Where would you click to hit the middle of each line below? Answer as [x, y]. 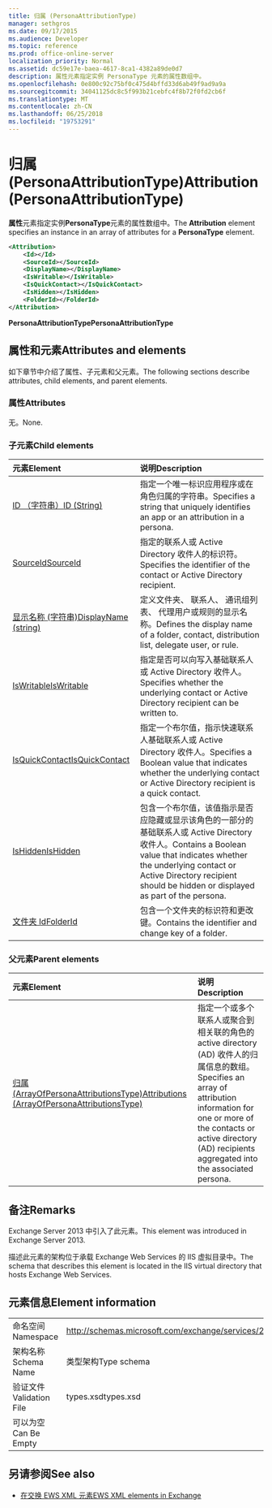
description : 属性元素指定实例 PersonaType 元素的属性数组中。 [107, 76]
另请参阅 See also [52, 1474]
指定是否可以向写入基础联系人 [196, 660]
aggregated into [227, 1159]
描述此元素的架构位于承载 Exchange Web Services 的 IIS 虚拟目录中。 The [131, 1257]
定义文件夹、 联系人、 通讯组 [195, 600]
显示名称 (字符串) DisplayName [70, 617]
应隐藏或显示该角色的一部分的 [196, 820]
